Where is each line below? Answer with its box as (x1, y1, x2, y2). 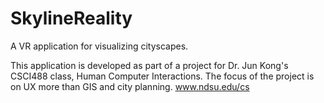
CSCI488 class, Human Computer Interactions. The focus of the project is (10, 70, 315, 82)
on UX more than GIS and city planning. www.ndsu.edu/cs (10, 80, 250, 92)
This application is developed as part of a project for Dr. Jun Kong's (10, 59, 289, 71)
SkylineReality (10, 7, 133, 30)
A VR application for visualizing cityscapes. (10, 40, 189, 52)
